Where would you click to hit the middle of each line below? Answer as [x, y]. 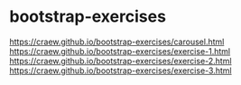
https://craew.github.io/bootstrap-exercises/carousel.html [117, 42]
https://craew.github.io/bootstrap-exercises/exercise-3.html [120, 71]
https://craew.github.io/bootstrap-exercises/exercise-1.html [120, 51]
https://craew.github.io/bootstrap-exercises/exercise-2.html [120, 61]
